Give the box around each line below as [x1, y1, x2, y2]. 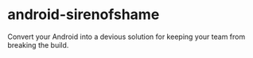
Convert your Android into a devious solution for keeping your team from [7, 32, 246, 41]
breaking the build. [7, 40, 69, 49]
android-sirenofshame [7, 6, 160, 24]
